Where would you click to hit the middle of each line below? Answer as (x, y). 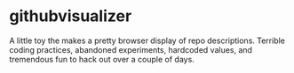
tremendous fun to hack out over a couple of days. (102, 59)
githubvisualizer (71, 16)
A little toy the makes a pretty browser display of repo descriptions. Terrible (147, 40)
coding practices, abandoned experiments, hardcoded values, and (131, 49)
